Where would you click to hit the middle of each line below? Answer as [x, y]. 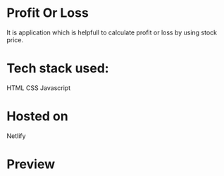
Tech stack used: [58, 69]
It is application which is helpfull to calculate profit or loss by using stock [112, 32]
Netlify [16, 136]
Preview [31, 164]
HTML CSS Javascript [39, 88]
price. [15, 39]
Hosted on [37, 117]
